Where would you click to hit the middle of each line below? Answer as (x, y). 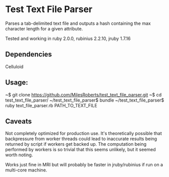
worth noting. (19, 155)
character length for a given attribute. (44, 28)
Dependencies (29, 54)
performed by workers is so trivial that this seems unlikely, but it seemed (81, 150)
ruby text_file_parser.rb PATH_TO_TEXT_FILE (51, 105)
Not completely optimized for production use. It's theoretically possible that (84, 134)
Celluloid (14, 66)
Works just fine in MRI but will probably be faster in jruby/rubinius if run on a (84, 165)
